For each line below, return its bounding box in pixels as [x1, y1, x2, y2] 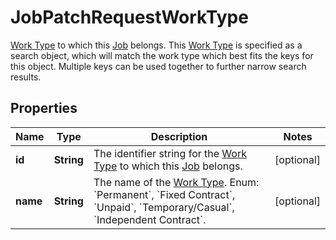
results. [10, 71, 42, 83]
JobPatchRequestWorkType [10, 6, 249, 29]
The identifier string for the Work [93, 146, 247, 160]
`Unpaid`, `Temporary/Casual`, [93, 200, 235, 214]
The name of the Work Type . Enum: [93, 175, 260, 189]
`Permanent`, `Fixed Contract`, [93, 187, 236, 201]
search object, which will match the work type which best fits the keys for [10, 49, 314, 61]
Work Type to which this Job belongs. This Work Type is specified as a [10, 39, 303, 51]
